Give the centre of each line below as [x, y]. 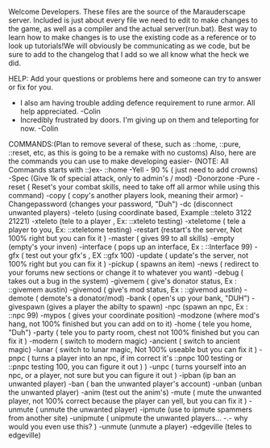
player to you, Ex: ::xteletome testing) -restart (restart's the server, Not [125, 230]
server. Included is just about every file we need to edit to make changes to [133, 20]
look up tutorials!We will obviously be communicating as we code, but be [129, 46]
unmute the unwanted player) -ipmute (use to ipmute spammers [146, 409]
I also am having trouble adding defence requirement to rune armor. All [137, 103]
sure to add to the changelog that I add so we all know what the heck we [129, 54]
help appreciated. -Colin [60, 111]
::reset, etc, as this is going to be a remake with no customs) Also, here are [132, 153]
